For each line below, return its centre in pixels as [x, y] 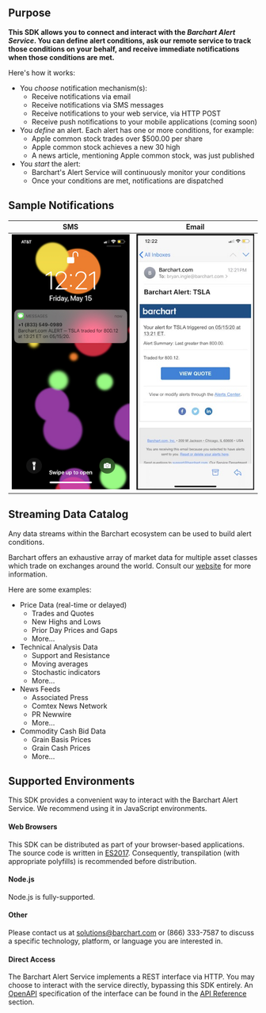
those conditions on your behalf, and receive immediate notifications [124, 49]
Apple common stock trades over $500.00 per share [117, 139]
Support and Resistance [71, 655]
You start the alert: [50, 164]
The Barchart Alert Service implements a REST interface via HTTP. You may [131, 977]
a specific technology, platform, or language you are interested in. [116, 941]
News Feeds [40, 689]
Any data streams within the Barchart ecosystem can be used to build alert [130, 533]
